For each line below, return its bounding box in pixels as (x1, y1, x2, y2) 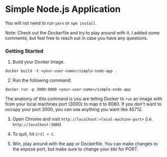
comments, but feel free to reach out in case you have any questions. (5, 35, 148, 41)
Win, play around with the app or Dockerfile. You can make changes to (12, 141, 158, 147)
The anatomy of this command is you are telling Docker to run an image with (5, 96, 162, 102)
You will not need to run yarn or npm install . (5, 20, 97, 26)
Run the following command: (12, 77, 71, 83)
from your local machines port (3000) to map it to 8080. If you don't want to (5, 101, 161, 107)
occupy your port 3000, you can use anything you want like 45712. (5, 106, 143, 112)
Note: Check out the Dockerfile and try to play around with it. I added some (5, 29, 160, 35)
